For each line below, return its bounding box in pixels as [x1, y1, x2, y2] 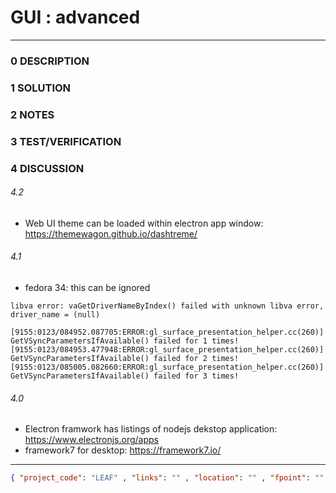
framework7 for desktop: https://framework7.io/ [24, 444, 222, 456]
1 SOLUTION [10, 81, 72, 95]
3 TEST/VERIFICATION [10, 134, 122, 148]
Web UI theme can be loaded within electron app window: [24, 217, 264, 229]
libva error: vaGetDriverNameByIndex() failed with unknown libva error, [10, 301, 325, 311]
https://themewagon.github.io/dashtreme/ [24, 227, 198, 240]
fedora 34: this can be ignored [24, 281, 151, 293]
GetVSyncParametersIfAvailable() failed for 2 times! [10, 353, 240, 363]
